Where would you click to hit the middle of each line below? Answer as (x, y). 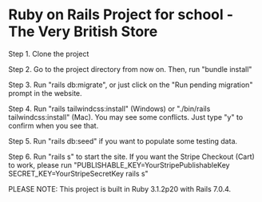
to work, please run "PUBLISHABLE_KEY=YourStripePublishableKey (119, 164)
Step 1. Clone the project (49, 53)
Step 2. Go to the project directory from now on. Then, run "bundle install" (130, 69)
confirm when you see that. (54, 125)
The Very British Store (83, 32)
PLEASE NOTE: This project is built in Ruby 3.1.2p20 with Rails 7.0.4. (120, 188)
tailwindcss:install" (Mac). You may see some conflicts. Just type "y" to (126, 117)
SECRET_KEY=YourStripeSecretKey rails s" (79, 173)
